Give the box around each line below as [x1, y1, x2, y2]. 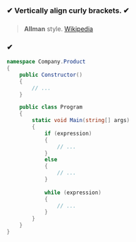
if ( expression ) [44, 130, 92, 137]
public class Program [19, 104, 82, 111]
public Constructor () [19, 71, 82, 78]
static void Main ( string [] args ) [32, 117, 130, 124]
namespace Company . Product [6, 59, 86, 66]
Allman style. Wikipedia [23, 24, 93, 33]
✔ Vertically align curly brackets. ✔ [6, 6, 130, 16]
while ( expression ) [44, 189, 101, 196]
